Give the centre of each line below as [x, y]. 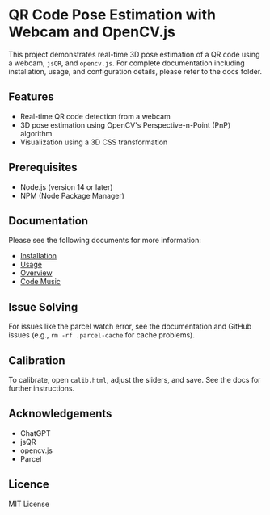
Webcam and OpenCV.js [92, 32]
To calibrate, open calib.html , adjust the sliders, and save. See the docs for [135, 380]
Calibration [37, 360]
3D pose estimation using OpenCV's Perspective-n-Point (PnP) [125, 125]
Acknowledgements [60, 414]
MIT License [29, 504]
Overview [36, 273]
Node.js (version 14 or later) [66, 186]
